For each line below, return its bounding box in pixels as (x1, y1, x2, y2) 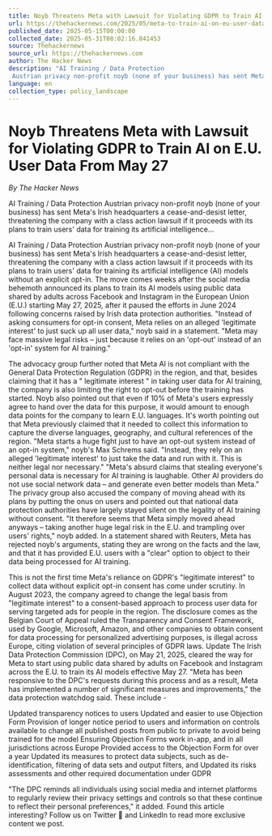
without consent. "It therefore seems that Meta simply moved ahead (8, 514, 236, 524)
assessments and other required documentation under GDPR (8, 769, 212, 779)
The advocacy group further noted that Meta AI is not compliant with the (8, 359, 250, 369)
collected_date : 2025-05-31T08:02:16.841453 (8, 34, 161, 43)
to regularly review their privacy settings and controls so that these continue (8, 793, 263, 803)
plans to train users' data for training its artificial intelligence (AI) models (8, 266, 249, 276)
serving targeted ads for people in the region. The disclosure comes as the (8, 607, 257, 617)
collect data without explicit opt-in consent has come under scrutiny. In (8, 581, 245, 591)
